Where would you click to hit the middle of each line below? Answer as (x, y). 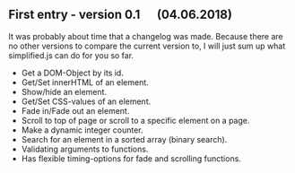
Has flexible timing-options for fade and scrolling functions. (131, 158)
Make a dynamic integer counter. (82, 130)
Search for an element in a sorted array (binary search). (124, 139)
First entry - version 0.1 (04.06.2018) (120, 15)
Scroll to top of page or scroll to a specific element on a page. (135, 120)
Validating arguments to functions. (85, 149)
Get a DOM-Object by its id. (73, 73)
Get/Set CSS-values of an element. (86, 101)
